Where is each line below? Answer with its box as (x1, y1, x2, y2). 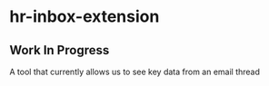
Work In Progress (9, 43, 110, 58)
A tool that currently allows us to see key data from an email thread (9, 66, 261, 77)
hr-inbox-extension (9, 6, 160, 27)
